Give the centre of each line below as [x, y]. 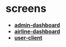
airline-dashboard [37, 31]
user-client [28, 37]
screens [26, 9]
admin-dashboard [37, 25]
